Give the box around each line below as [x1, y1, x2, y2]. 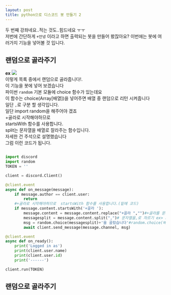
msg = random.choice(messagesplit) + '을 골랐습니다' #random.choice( [23, 220, 163, 225]
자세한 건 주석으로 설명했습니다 [5, 133, 67, 140]
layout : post [5, 7, 33, 13]
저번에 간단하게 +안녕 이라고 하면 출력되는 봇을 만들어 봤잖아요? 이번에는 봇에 [5, 33, 157, 39]
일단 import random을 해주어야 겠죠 [5, 108, 77, 114]
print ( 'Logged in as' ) [14, 244, 63, 249]
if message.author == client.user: [14, 192, 90, 197]
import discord [5, 155, 38, 160]
